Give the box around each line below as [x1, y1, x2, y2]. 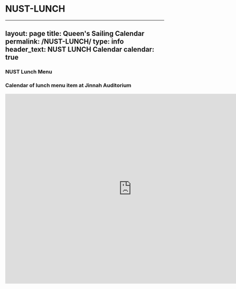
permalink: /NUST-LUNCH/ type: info [5, 37, 124, 46]
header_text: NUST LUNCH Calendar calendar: [5, 45, 155, 54]
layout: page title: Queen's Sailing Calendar [5, 29, 145, 38]
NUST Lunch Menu [5, 68, 52, 75]
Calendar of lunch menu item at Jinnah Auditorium [5, 82, 132, 89]
